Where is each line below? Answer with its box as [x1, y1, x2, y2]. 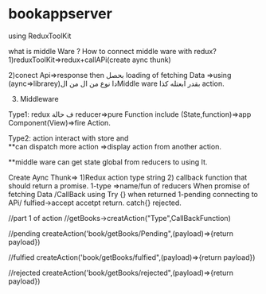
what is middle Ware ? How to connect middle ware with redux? [8, 46, 217, 56]
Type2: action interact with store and [8, 133, 129, 143]
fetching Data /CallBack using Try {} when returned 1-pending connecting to [8, 189, 259, 199]
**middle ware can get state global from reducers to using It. [8, 157, 208, 167]
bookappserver [8, 5, 113, 23]
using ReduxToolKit [8, 31, 72, 41]
